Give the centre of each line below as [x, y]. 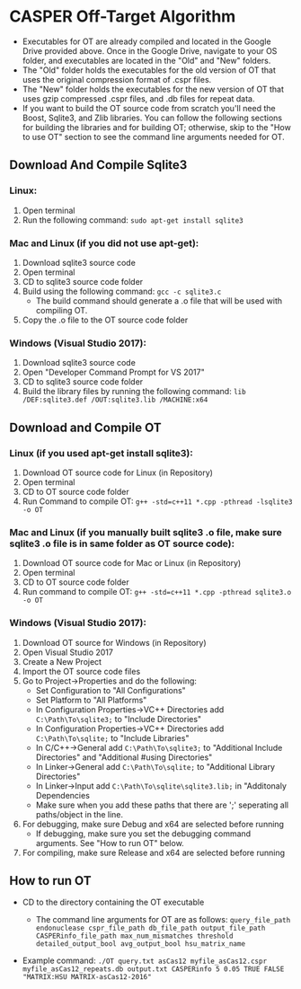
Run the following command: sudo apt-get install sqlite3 [133, 220]
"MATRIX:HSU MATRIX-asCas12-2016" [87, 977]
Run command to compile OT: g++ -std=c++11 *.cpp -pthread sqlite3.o [157, 592]
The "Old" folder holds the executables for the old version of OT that [149, 70]
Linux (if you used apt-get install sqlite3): [101, 453]
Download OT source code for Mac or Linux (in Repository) [132, 563]
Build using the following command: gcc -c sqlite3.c [122, 291]
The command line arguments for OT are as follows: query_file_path [163, 920]
